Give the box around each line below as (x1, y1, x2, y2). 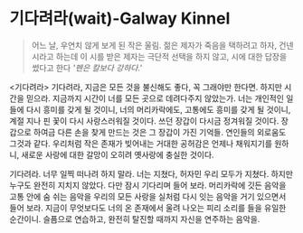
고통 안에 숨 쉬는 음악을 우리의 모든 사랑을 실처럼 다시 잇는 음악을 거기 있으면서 (9, 191, 287, 201)
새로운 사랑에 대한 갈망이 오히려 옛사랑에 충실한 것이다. (21, 149, 214, 160)
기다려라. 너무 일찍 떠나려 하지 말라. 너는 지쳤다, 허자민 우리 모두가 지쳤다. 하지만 (9, 168, 294, 179)
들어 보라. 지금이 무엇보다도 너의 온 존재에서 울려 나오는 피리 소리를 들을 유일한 (9, 202, 287, 213)
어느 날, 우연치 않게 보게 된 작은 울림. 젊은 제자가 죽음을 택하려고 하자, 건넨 (31, 40, 294, 51)
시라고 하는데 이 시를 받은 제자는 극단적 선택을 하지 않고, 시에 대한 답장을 (31, 51, 288, 61)
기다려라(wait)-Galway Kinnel (9, 8, 231, 29)
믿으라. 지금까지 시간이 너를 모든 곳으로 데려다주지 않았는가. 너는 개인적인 (25, 92, 285, 104)
